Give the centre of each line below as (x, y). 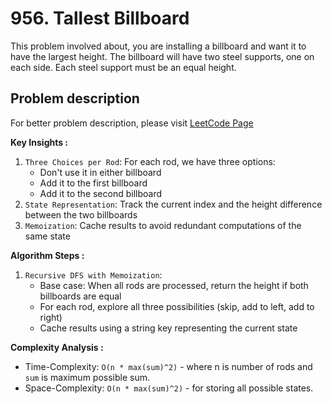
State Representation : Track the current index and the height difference (173, 204)
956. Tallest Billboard (100, 18)
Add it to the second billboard (101, 193)
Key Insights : (39, 142)
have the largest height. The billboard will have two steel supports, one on (162, 56)
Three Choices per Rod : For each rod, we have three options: (150, 161)
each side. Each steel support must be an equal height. (123, 67)
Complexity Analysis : (57, 347)
